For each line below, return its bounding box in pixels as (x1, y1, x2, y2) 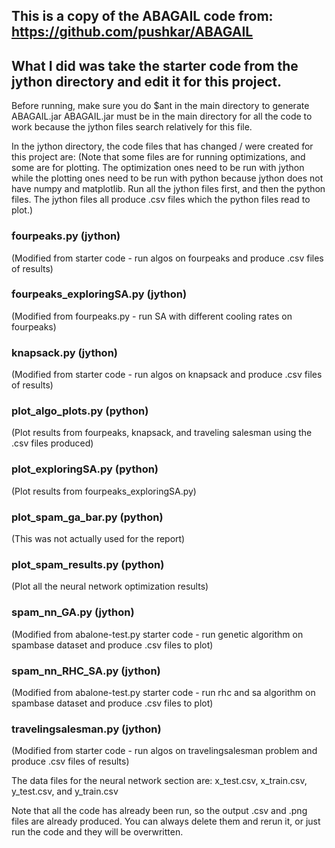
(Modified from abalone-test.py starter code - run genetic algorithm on (11, 628, 304, 640)
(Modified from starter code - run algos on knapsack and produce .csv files (11, 369, 323, 381)
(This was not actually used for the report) (11, 532, 186, 544)
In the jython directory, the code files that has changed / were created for (11, 140, 314, 153)
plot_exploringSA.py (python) (11, 462, 159, 476)
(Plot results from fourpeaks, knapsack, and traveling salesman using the (11, 427, 313, 439)
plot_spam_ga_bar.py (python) (11, 510, 164, 524)
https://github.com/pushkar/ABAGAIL (11, 24, 254, 41)
